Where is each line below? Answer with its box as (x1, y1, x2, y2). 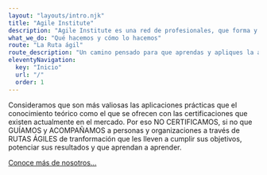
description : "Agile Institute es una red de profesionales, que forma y (8, 26, 258, 34)
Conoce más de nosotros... (8, 157, 97, 167)
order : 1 (15, 78, 44, 86)
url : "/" (15, 71, 44, 79)
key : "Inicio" (15, 64, 62, 72)
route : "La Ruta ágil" (8, 41, 83, 49)
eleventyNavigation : (8, 56, 77, 64)
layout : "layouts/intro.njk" (8, 11, 105, 20)
